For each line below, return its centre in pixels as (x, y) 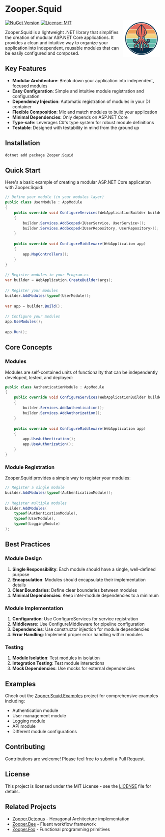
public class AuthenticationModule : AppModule (55, 387)
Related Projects (31, 807)
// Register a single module (35, 488)
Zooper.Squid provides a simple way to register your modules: (68, 478)
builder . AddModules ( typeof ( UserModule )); (48, 296)
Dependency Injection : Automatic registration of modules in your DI (81, 101)
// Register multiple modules (36, 503)
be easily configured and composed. (42, 53)
